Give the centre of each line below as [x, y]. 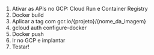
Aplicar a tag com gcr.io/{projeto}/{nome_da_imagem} [79, 21]
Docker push [28, 34]
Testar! [21, 47]
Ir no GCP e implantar [38, 40]
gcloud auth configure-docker [49, 27]
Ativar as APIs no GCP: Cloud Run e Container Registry [80, 9]
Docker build [28, 15]
